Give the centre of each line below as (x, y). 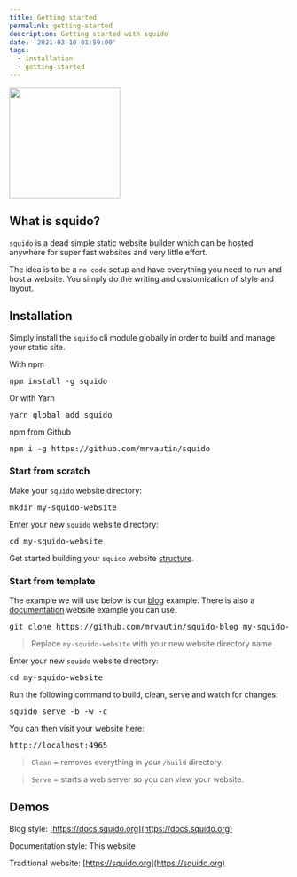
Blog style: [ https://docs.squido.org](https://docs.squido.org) (121, 828)
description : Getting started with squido (89, 34)
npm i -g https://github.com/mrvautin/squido (110, 448)
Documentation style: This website (72, 846)
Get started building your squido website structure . (102, 558)
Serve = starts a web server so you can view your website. (137, 779)
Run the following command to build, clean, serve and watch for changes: (144, 695)
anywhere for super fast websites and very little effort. (109, 252)
